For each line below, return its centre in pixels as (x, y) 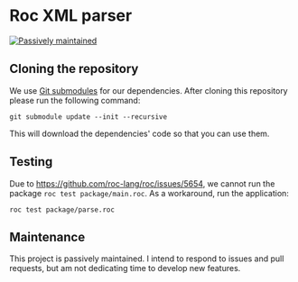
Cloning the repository (74, 69)
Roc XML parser (71, 16)
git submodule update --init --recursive (88, 117)
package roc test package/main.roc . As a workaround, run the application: (149, 193)
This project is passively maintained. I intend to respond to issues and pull (147, 259)
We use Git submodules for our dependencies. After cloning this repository (149, 90)
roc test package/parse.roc (62, 209)
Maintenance (47, 237)
